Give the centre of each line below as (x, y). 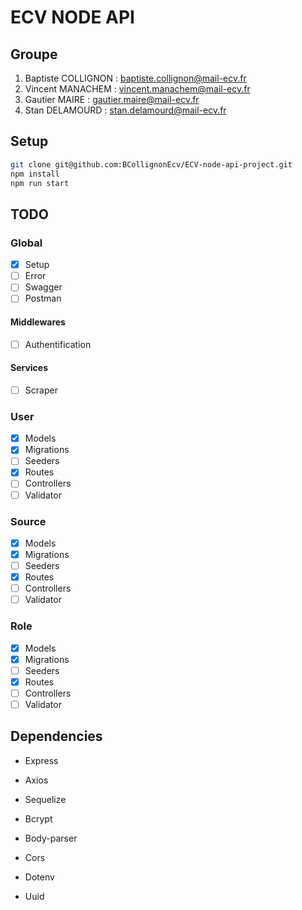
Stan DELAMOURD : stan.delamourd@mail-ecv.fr (125, 110)
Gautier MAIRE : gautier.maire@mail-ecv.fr (112, 99)
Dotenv (39, 877)
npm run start (40, 183)
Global (26, 243)
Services (29, 368)
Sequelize (45, 799)
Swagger (43, 287)
